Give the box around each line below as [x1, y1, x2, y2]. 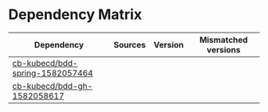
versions [207, 44, 241, 55]
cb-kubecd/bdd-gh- [12, 80, 93, 91]
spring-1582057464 [12, 68, 93, 79]
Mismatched [199, 34, 249, 45]
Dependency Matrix [8, 6, 142, 24]
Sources [113, 39, 146, 50]
